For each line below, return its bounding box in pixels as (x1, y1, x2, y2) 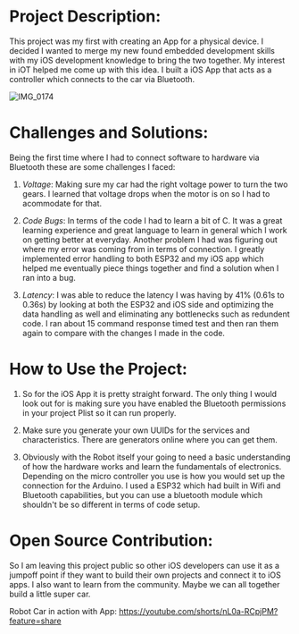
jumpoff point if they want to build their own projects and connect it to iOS (9, 570, 281, 580)
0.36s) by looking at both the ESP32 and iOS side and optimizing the (21, 299, 274, 309)
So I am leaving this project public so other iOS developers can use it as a (9, 560, 279, 571)
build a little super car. (9, 588, 91, 599)
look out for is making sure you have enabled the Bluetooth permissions (21, 398, 287, 409)
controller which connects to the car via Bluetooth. (9, 73, 195, 84)
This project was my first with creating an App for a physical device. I (9, 36, 264, 46)
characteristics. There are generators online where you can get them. (21, 434, 278, 444)
